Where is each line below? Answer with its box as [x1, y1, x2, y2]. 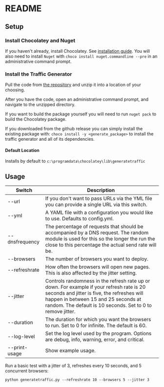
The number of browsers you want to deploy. [45, 256, 149, 262]
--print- [7, 344, 28, 351]
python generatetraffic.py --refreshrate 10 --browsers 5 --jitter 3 [5, 377, 150, 383]
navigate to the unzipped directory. [5, 102, 76, 107]
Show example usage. [45, 347, 96, 354]
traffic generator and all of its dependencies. [5, 136, 95, 142]
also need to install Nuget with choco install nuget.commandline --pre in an [5, 53, 158, 59]
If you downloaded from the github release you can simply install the [5, 126, 143, 132]
